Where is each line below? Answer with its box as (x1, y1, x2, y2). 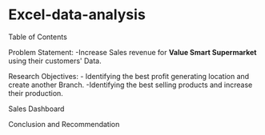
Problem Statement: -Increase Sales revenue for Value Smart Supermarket (8, 47, 257, 57)
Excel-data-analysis (8, 6, 146, 24)
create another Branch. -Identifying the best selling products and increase (8, 80, 253, 89)
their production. (8, 88, 64, 97)
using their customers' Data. (8, 56, 102, 66)
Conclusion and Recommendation (8, 119, 120, 129)
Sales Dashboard (8, 104, 65, 113)
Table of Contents (8, 32, 68, 42)
